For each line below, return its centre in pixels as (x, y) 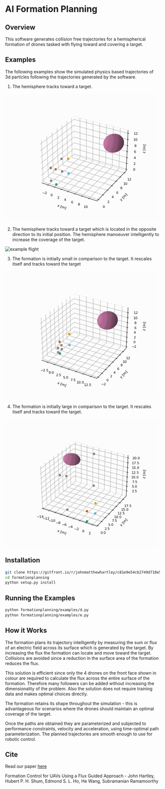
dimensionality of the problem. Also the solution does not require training (79, 688)
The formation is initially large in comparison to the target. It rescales (82, 406)
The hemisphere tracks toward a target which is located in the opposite (84, 229)
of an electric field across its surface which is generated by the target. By (79, 648)
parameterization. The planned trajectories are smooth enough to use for (79, 734)
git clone (15, 572)
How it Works (26, 631)
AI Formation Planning (51, 9)
